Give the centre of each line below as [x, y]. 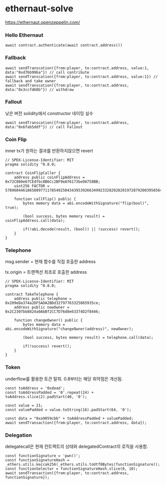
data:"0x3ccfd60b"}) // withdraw [40, 89]
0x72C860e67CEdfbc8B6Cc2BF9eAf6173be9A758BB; [53, 182]
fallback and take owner [31, 81]
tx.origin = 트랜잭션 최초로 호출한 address [46, 272]
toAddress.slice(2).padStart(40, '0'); [46, 397]
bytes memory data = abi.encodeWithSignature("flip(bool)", [86, 203]
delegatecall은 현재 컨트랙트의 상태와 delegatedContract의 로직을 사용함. [77, 446]
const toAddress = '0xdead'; [35, 388]
